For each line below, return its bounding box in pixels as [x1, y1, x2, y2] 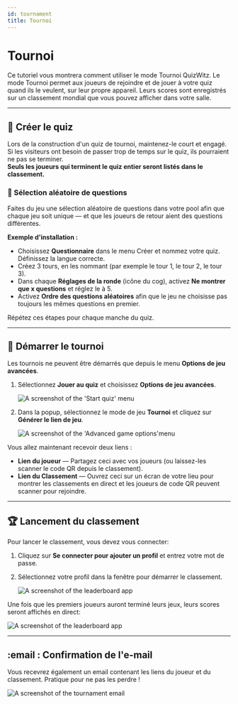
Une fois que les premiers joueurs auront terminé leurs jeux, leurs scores [7, 600, 220, 609]
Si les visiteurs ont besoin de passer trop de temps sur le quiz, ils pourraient [7, 147, 229, 156]
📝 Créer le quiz [7, 121, 74, 133]
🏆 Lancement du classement [7, 515, 140, 527]
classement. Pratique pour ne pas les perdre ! [7, 675, 140, 683]
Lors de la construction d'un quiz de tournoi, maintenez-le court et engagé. [7, 140, 227, 148]
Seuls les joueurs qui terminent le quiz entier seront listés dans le [7, 163, 203, 171]
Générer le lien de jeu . [17, 416, 84, 424]
